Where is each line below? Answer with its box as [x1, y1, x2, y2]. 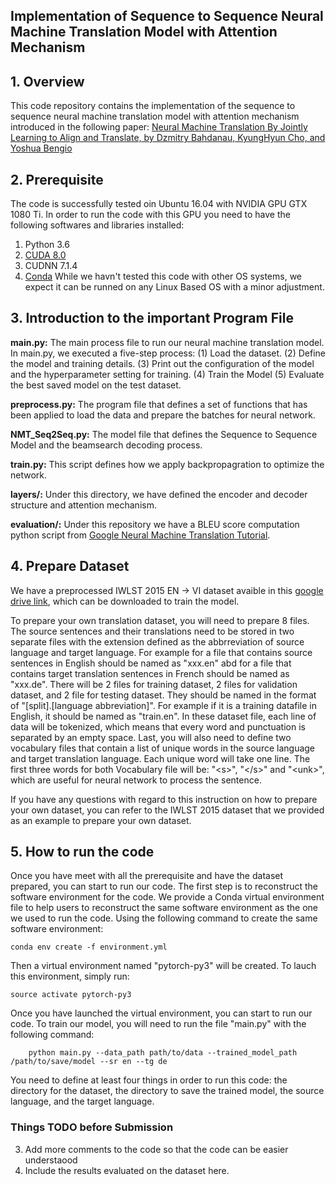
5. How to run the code [10, 844, 155, 861]
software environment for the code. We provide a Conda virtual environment [10, 891, 325, 903]
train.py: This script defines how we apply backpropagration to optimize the [10, 458, 325, 470]
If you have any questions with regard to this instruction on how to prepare [10, 793, 318, 805]
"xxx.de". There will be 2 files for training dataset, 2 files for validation [10, 678, 298, 690]
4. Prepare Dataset [10, 558, 130, 575]
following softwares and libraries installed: [10, 219, 185, 231]
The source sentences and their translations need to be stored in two [10, 625, 295, 637]
